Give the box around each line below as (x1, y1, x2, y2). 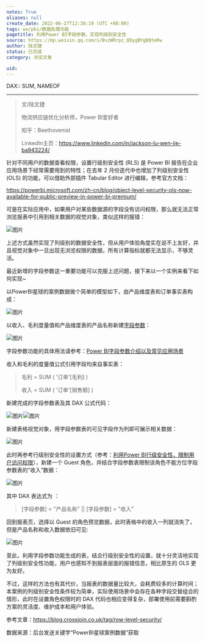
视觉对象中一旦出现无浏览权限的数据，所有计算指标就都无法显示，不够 (11, 247, 188, 254)
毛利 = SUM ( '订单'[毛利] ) (21, 373, 88, 380)
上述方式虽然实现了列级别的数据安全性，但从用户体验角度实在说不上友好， (6, 239, 193, 246)
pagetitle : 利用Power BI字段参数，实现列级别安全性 (6, 32, 127, 38)
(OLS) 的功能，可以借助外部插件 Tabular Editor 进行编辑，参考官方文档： (6, 174, 189, 181)
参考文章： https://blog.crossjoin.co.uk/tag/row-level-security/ (6, 616, 162, 623)
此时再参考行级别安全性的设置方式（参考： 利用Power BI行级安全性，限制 (6, 451, 189, 458)
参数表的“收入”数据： (6, 466, 60, 474)
